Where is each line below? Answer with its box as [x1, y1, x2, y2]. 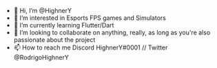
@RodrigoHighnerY [13, 54, 69, 61]
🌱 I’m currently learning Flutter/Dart [13, 21, 114, 29]
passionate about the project [13, 36, 96, 44]
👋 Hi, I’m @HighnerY [13, 7, 72, 14]
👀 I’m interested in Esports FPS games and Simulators [13, 14, 167, 22]
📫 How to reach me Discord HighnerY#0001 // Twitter [13, 43, 168, 52]
